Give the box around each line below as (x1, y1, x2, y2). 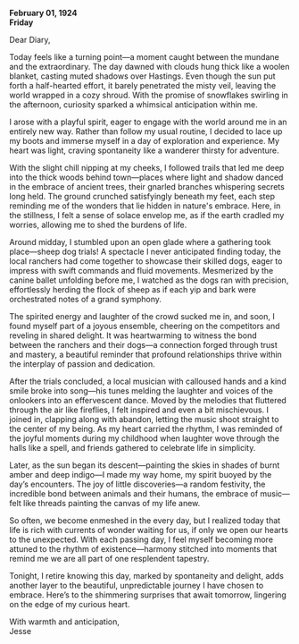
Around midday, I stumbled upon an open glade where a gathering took (9, 237, 271, 247)
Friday (9, 17, 34, 28)
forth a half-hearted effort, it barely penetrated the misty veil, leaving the (9, 80, 277, 90)
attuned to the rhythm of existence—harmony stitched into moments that (9, 544, 278, 554)
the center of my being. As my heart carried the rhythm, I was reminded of (9, 424, 283, 434)
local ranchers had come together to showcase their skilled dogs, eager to (9, 256, 283, 267)
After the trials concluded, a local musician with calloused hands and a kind (9, 376, 287, 386)
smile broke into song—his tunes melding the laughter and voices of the (9, 386, 274, 396)
